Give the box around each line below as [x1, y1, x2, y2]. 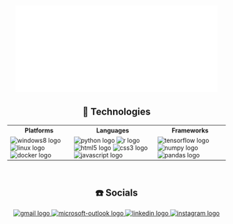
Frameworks [171, 126, 209, 135]
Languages [96, 126, 130, 135]
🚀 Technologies [82, 106, 151, 118]
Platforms [24, 126, 54, 135]
